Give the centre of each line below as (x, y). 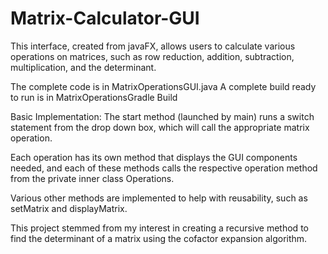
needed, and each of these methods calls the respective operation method (164, 168)
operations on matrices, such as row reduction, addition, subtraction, (152, 56)
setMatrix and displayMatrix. (69, 208)
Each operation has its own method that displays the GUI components (154, 157)
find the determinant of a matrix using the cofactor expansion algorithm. (159, 238)
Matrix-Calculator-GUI (105, 18)
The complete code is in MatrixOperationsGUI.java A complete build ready (163, 86)
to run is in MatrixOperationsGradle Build (94, 97)
